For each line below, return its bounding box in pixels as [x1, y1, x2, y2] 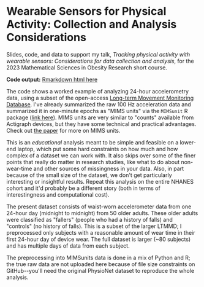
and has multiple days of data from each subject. [6, 242, 130, 250]
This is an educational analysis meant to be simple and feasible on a [6, 138, 179, 146]
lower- [179, 138, 197, 146]
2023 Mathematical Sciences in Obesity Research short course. [6, 63, 167, 71]
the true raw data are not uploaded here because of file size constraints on [6, 260, 195, 268]
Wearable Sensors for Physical [6, 4, 167, 18]
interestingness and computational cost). [6, 191, 110, 198]
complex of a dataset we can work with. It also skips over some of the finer [6, 152, 196, 159]
